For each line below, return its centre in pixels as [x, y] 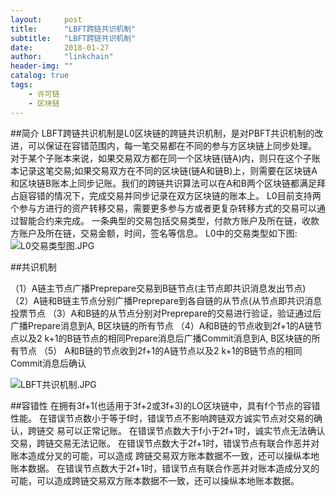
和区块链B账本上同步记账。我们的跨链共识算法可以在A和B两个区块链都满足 [163, 183]
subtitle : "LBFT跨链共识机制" [73, 38]
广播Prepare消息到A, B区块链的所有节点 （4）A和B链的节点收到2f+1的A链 [162, 325]
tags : [21, 85]
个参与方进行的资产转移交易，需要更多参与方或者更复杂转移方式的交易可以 [163, 208]
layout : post [46, 19]
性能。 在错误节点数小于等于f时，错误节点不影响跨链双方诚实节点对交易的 [162, 418]
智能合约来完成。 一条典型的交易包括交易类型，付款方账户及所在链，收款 [169, 220]
